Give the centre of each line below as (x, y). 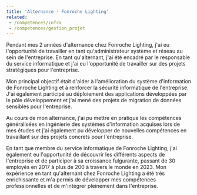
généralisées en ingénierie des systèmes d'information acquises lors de (93, 124)
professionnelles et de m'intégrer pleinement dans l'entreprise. (82, 186)
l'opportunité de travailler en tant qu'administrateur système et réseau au (95, 51)
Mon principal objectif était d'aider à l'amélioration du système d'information (99, 82)
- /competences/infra (35, 22)
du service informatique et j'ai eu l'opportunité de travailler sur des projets (96, 64)
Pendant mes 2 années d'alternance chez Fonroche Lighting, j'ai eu (88, 45)
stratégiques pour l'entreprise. (43, 70)
